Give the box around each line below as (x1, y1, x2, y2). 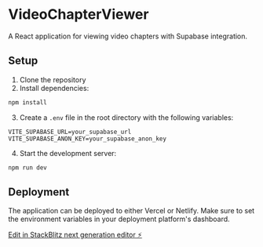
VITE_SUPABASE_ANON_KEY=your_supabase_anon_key (8, 135, 167, 143)
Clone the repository (19, 74, 86, 84)
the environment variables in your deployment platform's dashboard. (8, 214, 230, 224)
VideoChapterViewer (8, 5, 149, 24)
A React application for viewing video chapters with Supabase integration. (8, 31, 248, 41)
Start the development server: (19, 148, 117, 158)
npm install (8, 98, 47, 107)
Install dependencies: (19, 83, 89, 93)
